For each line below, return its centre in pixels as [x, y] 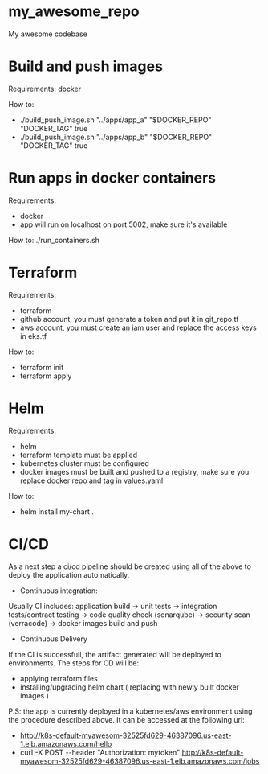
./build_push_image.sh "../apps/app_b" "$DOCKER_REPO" [116, 137]
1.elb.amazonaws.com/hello [66, 743]
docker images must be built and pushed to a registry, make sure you [134, 471]
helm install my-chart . [57, 511]
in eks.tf [33, 336]
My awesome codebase [48, 34]
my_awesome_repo [74, 12]
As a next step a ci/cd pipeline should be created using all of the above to [130, 566]
